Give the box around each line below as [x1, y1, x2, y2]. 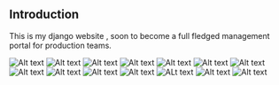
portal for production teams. [9, 40, 112, 50]
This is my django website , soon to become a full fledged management [9, 30, 270, 41]
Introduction [9, 7, 80, 22]
